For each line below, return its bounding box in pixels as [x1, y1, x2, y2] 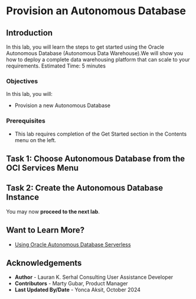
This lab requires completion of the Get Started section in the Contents [14, 130, 187, 137]
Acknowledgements [6, 258, 82, 268]
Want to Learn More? [6, 225, 85, 235]
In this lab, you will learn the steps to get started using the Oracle [6, 43, 164, 50]
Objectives [6, 77, 38, 85]
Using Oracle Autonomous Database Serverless [14, 241, 131, 248]
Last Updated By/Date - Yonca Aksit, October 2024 [14, 286, 141, 294]
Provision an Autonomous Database [6, 4, 186, 18]
